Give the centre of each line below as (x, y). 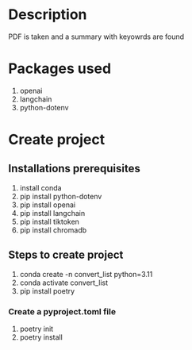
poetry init (36, 329)
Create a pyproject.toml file (62, 311)
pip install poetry (47, 290)
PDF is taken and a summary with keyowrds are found (96, 37)
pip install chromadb (53, 230)
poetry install (41, 337)
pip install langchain (52, 213)
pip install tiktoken (49, 221)
